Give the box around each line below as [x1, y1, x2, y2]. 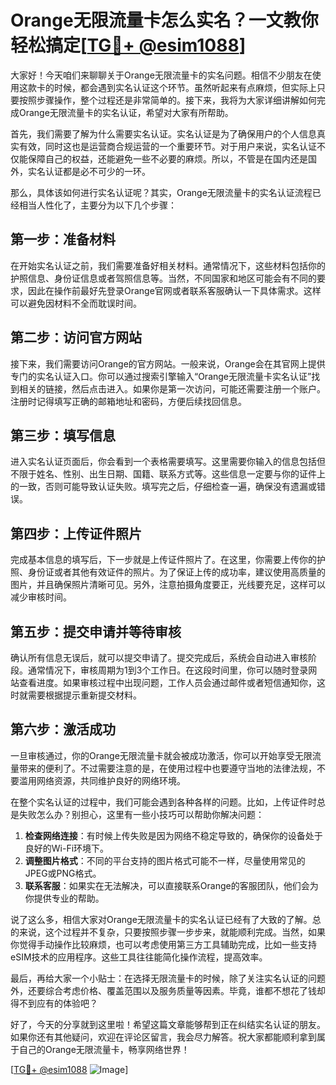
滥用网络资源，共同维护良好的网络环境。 [18, 774, 186, 786]
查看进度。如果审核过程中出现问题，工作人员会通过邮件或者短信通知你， [18, 677, 317, 688]
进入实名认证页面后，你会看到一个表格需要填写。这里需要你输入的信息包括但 [10, 456, 326, 468]
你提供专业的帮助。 [24, 892, 105, 904]
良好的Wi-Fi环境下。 [24, 842, 110, 854]
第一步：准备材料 [10, 231, 116, 248]
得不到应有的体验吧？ [10, 997, 98, 1009]
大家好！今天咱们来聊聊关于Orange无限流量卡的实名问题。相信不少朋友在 [10, 69, 313, 81]
